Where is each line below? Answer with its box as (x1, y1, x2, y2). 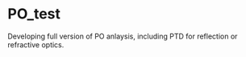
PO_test (7, 5, 61, 23)
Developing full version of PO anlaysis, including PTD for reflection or (7, 31, 238, 41)
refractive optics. (7, 39, 65, 49)
